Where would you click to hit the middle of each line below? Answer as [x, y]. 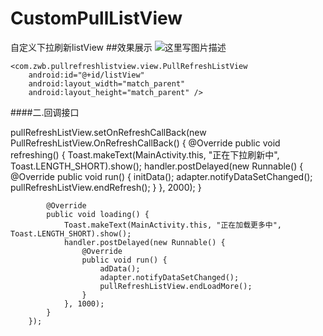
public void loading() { [98, 214]
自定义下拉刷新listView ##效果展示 [81, 47]
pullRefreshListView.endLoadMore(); [176, 286]
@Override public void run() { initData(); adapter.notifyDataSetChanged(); [161, 176]
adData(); [120, 268]
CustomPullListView [96, 18]
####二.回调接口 [45, 112]
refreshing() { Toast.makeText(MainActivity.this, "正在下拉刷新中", [145, 154]
